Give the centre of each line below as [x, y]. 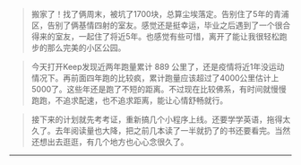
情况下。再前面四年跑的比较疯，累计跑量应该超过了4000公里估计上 [155, 78]
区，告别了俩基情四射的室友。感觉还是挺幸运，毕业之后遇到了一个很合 [161, 25]
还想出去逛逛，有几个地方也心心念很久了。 [110, 142]
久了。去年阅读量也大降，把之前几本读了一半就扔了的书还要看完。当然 [161, 130]
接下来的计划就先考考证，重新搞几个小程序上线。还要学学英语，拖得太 [161, 119]
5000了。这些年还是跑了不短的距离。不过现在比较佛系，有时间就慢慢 [159, 89]
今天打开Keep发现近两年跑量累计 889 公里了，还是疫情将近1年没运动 [158, 67]
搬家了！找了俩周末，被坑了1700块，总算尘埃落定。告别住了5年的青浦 [160, 14]
